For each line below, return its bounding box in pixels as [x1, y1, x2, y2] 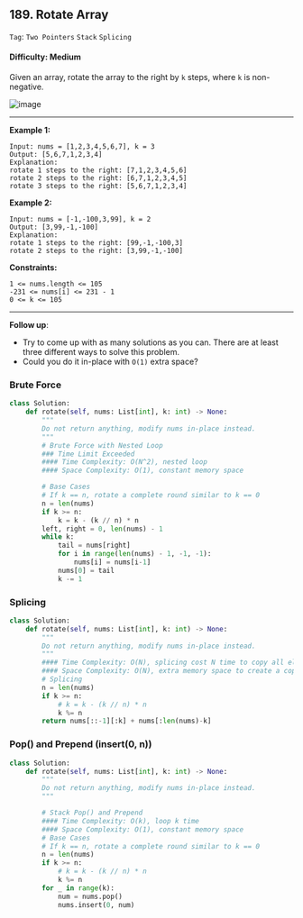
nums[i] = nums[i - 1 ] [73, 558, 151, 567]
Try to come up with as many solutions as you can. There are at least [22, 337, 280, 348]
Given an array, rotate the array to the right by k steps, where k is [9, 72, 251, 83]
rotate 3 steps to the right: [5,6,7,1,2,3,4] [9, 182, 188, 191]
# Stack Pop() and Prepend [41, 808, 143, 818]
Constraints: [9, 262, 58, 273]
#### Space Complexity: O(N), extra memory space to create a [41, 667, 280, 676]
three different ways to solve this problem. [22, 347, 180, 358]
